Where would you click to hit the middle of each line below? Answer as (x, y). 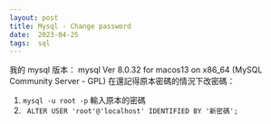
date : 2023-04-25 (44, 34)
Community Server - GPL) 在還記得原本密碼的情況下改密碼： (122, 81)
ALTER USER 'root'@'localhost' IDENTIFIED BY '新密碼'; (132, 111)
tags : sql (30, 43)
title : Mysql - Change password (70, 26)
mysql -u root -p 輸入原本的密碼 (84, 100)
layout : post (34, 18)
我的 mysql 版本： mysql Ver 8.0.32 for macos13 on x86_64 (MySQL (136, 70)
